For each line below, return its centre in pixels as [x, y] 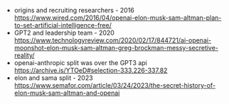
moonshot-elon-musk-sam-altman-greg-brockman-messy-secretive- [116, 48]
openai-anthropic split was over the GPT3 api [80, 63]
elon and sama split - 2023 [54, 78]
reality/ [24, 55]
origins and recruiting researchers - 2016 [74, 10]
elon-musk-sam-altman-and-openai [67, 93]
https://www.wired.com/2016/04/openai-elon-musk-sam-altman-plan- [118, 18]
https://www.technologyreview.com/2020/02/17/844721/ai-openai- [113, 40]
